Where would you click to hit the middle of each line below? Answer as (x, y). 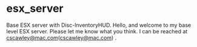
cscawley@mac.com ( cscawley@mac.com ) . (62, 37)
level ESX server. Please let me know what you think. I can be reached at (97, 31)
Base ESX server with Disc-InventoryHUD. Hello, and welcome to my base (99, 25)
